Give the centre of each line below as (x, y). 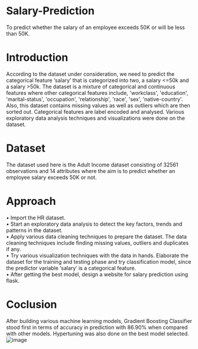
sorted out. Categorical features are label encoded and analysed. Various (95, 111)
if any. (14, 249)
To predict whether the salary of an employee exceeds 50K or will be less (95, 27)
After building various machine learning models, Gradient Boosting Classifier (99, 321)
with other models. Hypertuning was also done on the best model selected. (98, 334)
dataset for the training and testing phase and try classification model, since (99, 261)
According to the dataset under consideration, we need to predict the (90, 74)
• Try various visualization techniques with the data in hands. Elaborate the (98, 255)
